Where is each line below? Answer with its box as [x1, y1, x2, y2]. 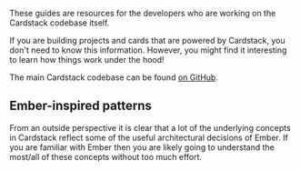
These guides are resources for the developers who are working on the [9, 8, 276, 18]
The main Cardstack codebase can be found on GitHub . [9, 72, 218, 83]
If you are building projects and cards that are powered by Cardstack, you [9, 35, 286, 45]
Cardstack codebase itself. [9, 17, 110, 28]
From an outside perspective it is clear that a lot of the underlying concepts [9, 122, 291, 133]
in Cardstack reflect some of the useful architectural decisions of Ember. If [9, 132, 289, 143]
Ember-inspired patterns [9, 98, 153, 114]
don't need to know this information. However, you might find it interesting [9, 45, 287, 55]
